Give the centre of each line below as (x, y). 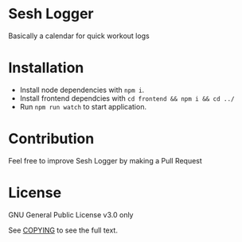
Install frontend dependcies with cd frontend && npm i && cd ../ (127, 98)
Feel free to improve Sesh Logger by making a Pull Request (105, 160)
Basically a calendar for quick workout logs (79, 36)
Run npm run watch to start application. (83, 106)
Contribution (51, 139)
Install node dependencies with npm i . (82, 90)
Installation (46, 68)
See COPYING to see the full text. (63, 230)
